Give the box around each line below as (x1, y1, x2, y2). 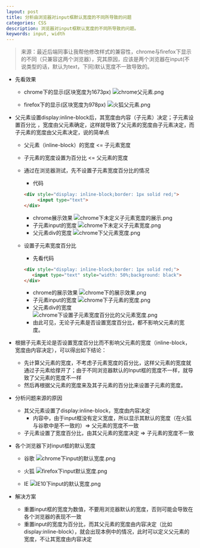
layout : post (6, 8, 39, 15)
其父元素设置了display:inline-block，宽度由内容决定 (23, 407, 150, 414)
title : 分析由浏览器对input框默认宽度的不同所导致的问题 (6, 14, 132, 20)
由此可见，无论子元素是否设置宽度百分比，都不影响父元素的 (32, 319, 180, 326)
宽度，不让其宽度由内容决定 (23, 535, 93, 543)
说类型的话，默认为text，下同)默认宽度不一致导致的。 (20, 63, 153, 71)
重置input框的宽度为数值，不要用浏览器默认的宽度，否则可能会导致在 (23, 506, 193, 513)
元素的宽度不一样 (39, 374, 82, 381)
